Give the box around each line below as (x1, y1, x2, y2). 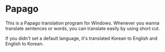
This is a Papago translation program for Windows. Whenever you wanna (5, 20, 160, 26)
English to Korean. (5, 40, 44, 46)
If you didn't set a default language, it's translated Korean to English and (5, 35, 158, 41)
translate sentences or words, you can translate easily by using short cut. (5, 25, 160, 31)
